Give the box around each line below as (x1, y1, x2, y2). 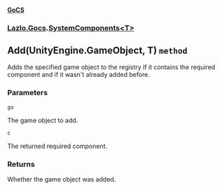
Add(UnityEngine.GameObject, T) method (7, 44, 188, 56)
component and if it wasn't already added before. (7, 71, 151, 79)
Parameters (7, 88, 48, 98)
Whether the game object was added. (7, 175, 116, 183)
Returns (7, 159, 35, 169)
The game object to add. (7, 116, 78, 124)
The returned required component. (7, 142, 107, 150)
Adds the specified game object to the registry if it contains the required (7, 63, 216, 71)
